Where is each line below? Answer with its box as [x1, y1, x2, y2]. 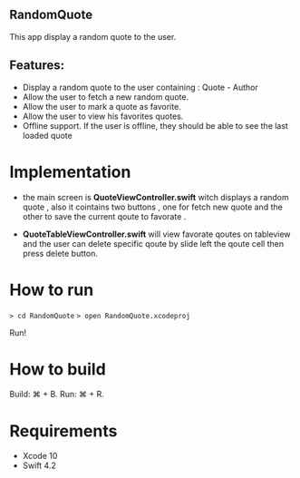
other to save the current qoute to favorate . [22, 210, 187, 221]
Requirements [9, 421, 118, 441]
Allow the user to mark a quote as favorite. [22, 101, 181, 112]
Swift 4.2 [22, 460, 56, 471]
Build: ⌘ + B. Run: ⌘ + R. [9, 389, 104, 400]
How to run [9, 279, 94, 300]
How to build [9, 358, 106, 379]
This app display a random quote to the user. [9, 31, 177, 42]
